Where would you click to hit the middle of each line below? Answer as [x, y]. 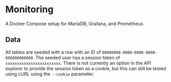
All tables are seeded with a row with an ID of [53, 52]
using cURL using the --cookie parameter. [50, 74]
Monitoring [30, 9]
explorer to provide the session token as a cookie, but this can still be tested [86, 68]
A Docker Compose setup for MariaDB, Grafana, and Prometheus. [75, 24]
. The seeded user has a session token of [77, 57]
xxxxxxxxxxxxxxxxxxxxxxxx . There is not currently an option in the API [78, 63]
